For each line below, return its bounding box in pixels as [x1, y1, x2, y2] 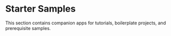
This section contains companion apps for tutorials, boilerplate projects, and [5, 20, 166, 26]
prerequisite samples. [5, 25, 51, 31]
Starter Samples [5, 3, 76, 15]
